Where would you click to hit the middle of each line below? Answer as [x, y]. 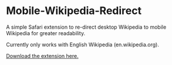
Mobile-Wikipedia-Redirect [74, 11]
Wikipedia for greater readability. [46, 33]
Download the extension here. [42, 56]
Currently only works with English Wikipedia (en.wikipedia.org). [83, 45]
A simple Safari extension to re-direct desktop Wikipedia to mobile [86, 27]
